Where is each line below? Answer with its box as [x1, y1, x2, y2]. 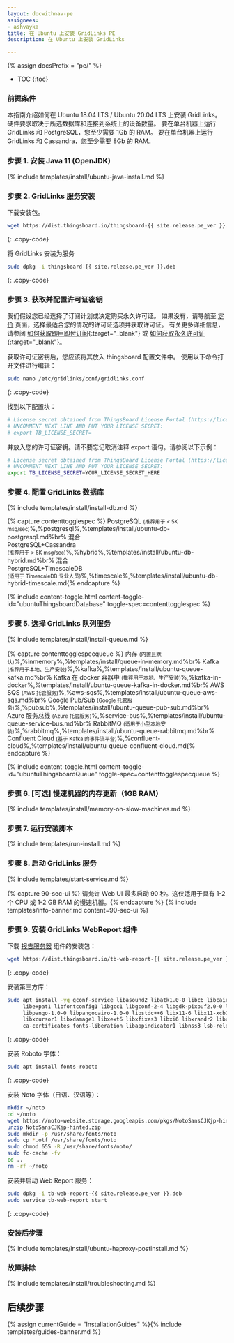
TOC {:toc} [17, 75, 49, 84]
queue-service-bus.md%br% [7, 719, 92, 728]
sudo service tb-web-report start [7, 1196, 108, 1203]
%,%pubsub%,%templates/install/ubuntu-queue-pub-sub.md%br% [13, 703, 210, 712]
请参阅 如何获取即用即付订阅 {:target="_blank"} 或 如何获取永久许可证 [7, 329, 205, 338]
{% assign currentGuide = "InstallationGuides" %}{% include [7, 1320, 182, 1328]
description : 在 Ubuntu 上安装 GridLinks [7, 36, 125, 43]
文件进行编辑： [13, 361, 56, 370]
